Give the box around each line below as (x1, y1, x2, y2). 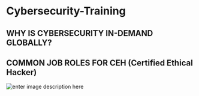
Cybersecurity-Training (6, 4, 126, 18)
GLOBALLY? (6, 37, 52, 47)
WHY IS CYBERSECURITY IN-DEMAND (6, 28, 153, 38)
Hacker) (6, 67, 37, 77)
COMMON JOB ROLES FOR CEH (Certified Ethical (6, 58, 193, 68)
